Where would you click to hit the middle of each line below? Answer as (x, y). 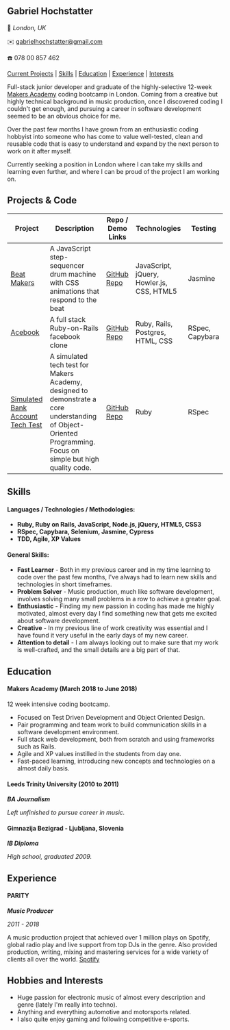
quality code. (71, 467)
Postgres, (151, 332)
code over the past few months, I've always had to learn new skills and (117, 577)
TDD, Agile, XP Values (49, 539)
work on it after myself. (39, 151)
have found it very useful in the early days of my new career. (102, 636)
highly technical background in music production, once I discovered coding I (115, 101)
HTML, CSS (154, 340)
